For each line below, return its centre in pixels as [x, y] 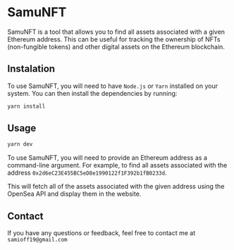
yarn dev [20, 144]
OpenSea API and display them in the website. [74, 194]
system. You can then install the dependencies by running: [92, 93]
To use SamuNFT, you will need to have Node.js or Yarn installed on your [113, 86]
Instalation [31, 69]
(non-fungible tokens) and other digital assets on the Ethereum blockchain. [116, 46]
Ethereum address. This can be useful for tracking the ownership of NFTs [114, 39]
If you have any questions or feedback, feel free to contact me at [101, 233]
